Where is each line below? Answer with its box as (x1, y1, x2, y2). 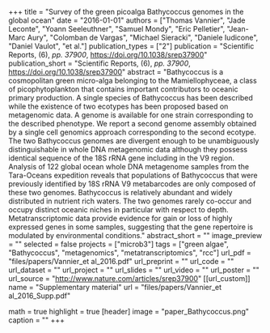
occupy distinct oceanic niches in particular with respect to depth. (8, 205, 229, 214)
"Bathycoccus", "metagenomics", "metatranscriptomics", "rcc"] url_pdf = (8, 248, 252, 258)
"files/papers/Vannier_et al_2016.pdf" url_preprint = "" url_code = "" (8, 257, 234, 266)
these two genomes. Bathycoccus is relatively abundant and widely (8, 188, 233, 197)
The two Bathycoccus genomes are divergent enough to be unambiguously (8, 136, 259, 145)
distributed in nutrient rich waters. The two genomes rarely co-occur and (8, 196, 252, 206)
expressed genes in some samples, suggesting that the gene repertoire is (8, 222, 254, 232)
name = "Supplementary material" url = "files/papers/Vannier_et (8, 283, 222, 292)
